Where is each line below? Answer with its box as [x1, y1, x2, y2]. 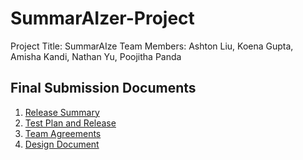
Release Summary [24, 106, 100, 118]
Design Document [24, 138, 100, 150]
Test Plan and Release [24, 117, 117, 129]
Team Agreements [24, 127, 102, 139]
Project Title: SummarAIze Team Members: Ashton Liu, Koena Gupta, [10, 40, 294, 52]
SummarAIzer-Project [10, 7, 195, 30]
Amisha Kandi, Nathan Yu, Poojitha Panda [10, 50, 182, 62]
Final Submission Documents [10, 80, 197, 97]
